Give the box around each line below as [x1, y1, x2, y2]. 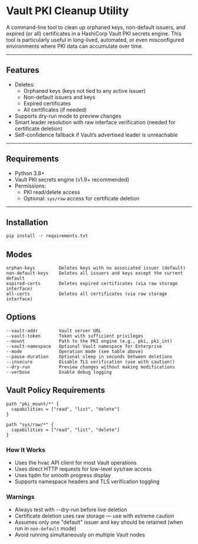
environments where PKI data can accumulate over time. [6, 43, 143, 50]
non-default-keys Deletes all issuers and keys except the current [6, 270, 183, 276]
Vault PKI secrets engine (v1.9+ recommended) [14, 176, 130, 183]
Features [6, 65, 39, 75]
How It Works [6, 445, 46, 454]
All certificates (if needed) [23, 106, 87, 113]
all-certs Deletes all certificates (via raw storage [6, 291, 167, 297]
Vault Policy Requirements [6, 386, 105, 396]
